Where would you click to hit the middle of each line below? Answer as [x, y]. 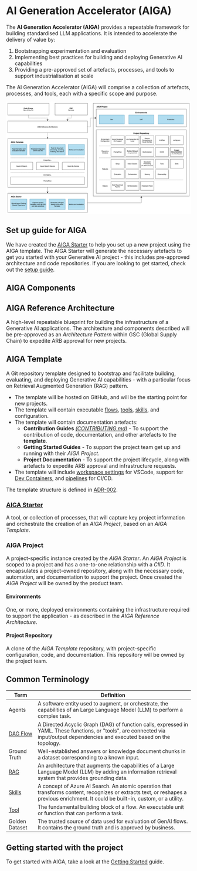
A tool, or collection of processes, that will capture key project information [96, 518]
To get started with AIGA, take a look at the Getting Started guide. [85, 862]
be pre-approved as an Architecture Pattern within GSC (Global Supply [91, 335]
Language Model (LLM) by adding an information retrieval [107, 772]
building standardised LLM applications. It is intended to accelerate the [92, 33]
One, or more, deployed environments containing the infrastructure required [98, 609]
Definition [113, 695]
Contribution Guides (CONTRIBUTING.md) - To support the [96, 428]
